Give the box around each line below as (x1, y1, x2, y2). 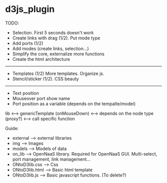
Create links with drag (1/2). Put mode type (12, 35, 100, 41)
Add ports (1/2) (12, 40, 44, 46)
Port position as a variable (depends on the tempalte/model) (12, 101, 136, 107)
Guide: (5, 125, 19, 131)
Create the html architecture (12, 56, 71, 62)
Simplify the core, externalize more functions (12, 51, 105, 57)
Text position (12, 90, 39, 96)
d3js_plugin (5, 3, 55, 15)
